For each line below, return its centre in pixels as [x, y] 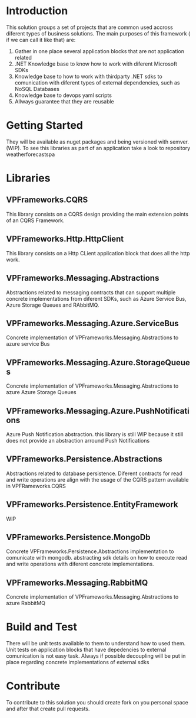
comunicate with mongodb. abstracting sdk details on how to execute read [97, 558]
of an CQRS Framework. [35, 220]
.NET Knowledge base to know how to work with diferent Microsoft [96, 64]
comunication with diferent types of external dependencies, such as [97, 82]
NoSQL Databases [37, 89]
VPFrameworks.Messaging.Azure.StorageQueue [98, 363]
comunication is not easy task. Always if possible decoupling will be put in [96, 656]
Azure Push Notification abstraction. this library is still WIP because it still [95, 434]
